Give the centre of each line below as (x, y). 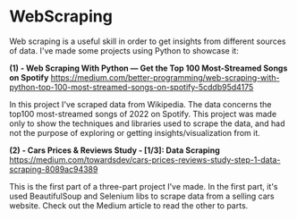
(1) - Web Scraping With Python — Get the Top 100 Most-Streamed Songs (148, 68)
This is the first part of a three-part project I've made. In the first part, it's (144, 186)
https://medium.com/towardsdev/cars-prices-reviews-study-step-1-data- (145, 159)
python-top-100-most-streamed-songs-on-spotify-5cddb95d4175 (132, 87)
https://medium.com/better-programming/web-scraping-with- (165, 77)
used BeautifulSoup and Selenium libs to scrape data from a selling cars (142, 196)
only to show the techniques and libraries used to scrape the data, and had (147, 123)
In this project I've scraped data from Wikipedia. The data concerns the (140, 104)
